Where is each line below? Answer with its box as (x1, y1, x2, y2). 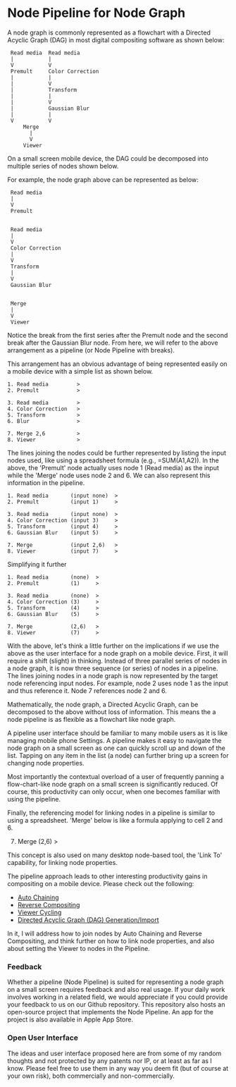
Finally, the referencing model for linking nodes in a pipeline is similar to (7, 809, 216, 817)
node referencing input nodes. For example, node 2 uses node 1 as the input (7, 679, 229, 687)
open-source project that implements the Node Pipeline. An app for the (7, 1008, 213, 1017)
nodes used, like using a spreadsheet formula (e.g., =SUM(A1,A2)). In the (7, 456, 220, 465)
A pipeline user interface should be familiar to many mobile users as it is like (7, 728, 228, 737)
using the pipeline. (7, 794, 61, 803)
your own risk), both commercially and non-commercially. (7, 1071, 175, 1080)
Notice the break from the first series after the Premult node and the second (7, 331, 228, 339)
